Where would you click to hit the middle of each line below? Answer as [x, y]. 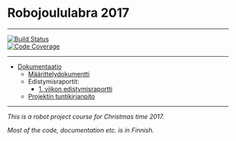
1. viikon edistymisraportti [76, 88]
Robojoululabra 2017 [68, 13]
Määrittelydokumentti [59, 74]
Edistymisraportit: [53, 81]
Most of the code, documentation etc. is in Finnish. [81, 130]
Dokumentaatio [39, 66]
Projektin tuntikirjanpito [61, 96]
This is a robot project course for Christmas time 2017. [86, 116]
